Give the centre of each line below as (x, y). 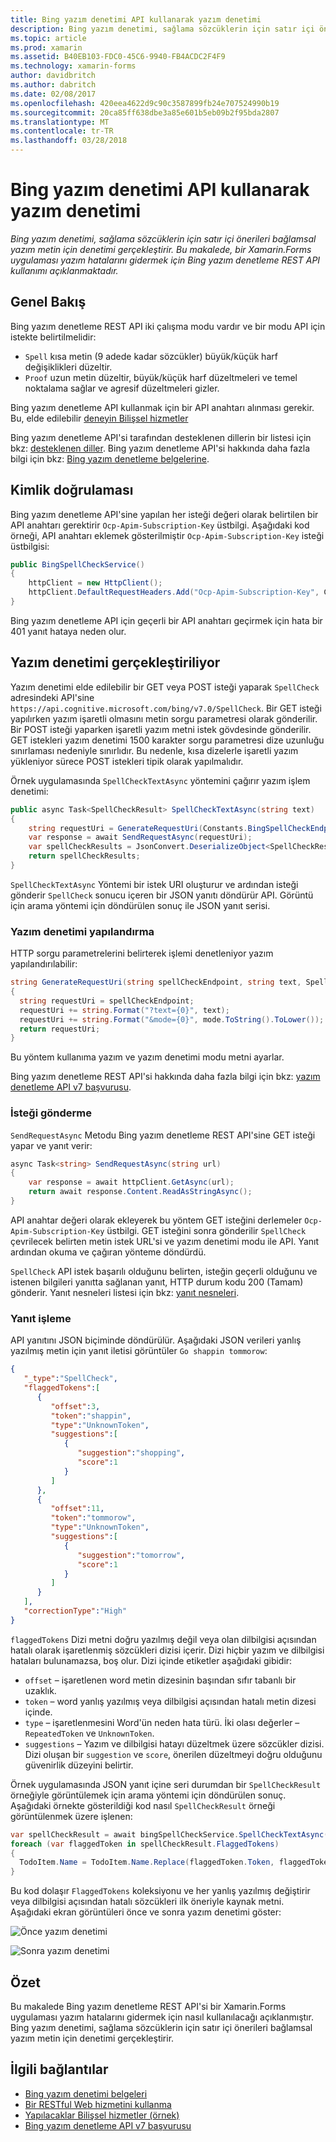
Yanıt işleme (41, 1318)
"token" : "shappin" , (91, 1416)
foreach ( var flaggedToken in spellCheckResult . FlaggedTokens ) (145, 1844)
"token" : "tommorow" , (93, 1518)
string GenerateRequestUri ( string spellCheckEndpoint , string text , (156, 982)
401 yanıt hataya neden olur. (68, 631)
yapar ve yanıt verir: (51, 1145)
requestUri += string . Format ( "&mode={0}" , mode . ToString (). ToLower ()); (172, 1019)
